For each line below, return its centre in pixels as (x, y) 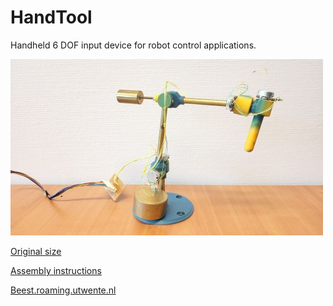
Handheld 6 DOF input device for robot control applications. (133, 45)
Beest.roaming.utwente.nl (63, 290)
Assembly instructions (56, 270)
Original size (36, 251)
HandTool (51, 17)
